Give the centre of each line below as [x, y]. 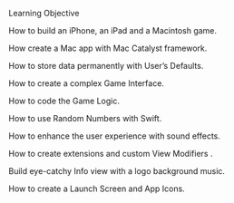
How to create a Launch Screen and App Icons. [97, 188]
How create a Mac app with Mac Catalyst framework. [108, 48]
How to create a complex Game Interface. [87, 83]
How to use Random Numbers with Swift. [85, 118]
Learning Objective [44, 13]
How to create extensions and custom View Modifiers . [111, 154]
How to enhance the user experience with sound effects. [115, 136]
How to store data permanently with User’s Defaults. [106, 66]
